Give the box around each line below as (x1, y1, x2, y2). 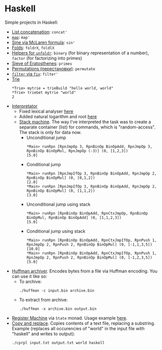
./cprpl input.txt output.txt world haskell (11, 340, 105, 345)
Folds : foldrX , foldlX (11, 44, 55, 50)
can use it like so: (11, 273, 47, 279)
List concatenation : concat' (11, 29, 67, 35)
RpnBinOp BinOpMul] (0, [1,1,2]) (26, 188, 96, 193)
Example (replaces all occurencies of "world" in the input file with (11, 325, 145, 331)
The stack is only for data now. (19, 129, 82, 135)
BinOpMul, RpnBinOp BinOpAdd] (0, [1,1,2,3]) (26, 215, 122, 220)
